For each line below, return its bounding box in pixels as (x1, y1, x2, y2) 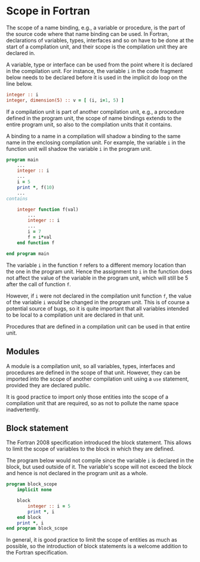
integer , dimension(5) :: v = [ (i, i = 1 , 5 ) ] (6, 97, 124, 103)
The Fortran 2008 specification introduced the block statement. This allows (6, 439, 192, 446)
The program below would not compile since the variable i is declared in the (6, 457, 194, 464)
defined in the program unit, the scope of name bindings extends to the (6, 114, 182, 121)
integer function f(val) (17, 206, 79, 212)
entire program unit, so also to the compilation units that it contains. (6, 121, 172, 128)
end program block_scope (6, 525, 68, 531)
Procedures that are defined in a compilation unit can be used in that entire (6, 323, 190, 330)
